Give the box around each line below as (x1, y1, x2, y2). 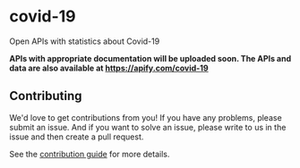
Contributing (9, 88, 82, 104)
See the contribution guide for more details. (9, 148, 170, 159)
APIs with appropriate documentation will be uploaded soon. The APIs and (9, 53, 292, 63)
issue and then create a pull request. (9, 131, 144, 142)
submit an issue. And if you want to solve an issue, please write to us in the (9, 122, 287, 132)
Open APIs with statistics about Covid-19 (9, 36, 160, 46)
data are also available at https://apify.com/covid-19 (9, 63, 209, 73)
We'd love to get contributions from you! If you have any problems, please (9, 112, 282, 122)
